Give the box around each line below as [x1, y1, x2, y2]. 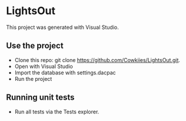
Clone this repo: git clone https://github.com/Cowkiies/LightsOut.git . [14, 56, 181, 63]
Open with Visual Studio [14, 63, 74, 70]
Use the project [6, 41, 64, 51]
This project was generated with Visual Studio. [6, 24, 119, 31]
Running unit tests [6, 93, 75, 103]
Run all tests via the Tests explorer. [14, 108, 99, 115]
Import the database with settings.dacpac [14, 69, 116, 76]
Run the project [14, 75, 52, 82]
